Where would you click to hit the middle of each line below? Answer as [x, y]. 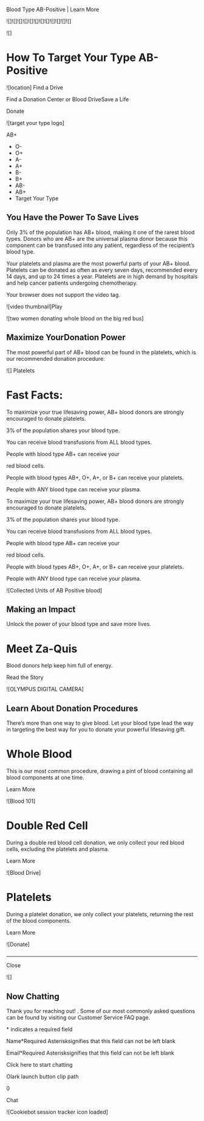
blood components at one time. [45, 778]
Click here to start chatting [39, 1065]
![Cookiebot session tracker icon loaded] [57, 1112]
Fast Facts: [35, 395]
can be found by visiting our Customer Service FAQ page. [78, 1017]
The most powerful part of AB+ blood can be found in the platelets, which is [101, 352]
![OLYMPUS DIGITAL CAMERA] [45, 689]
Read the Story [25, 677]
